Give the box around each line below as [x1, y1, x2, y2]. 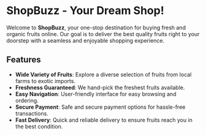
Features [6, 54, 41, 65]
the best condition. [15, 123, 63, 130]
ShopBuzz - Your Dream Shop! [6, 4, 164, 18]
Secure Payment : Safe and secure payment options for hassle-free [15, 103, 186, 111]
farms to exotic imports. [15, 77, 75, 84]
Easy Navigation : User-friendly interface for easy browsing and [15, 90, 177, 98]
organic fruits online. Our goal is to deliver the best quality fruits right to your [6, 30, 200, 37]
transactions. [15, 109, 49, 117]
